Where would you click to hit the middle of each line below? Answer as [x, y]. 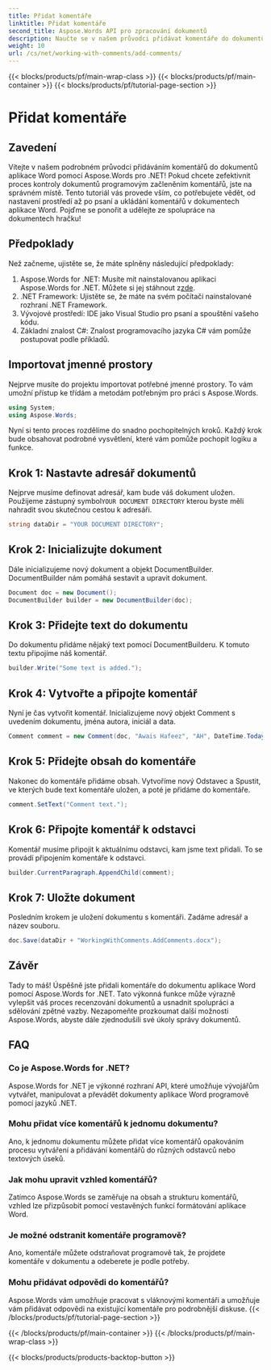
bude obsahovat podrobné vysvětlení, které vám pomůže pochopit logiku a [133, 439]
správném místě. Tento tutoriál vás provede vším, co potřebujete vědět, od [132, 192]
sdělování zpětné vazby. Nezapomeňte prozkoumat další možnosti [119, 1011]
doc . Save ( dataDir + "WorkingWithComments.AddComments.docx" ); [115, 941]
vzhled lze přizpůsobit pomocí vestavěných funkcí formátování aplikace [127, 1206]
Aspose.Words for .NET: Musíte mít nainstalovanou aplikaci [118, 279]
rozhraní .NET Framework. [63, 305]
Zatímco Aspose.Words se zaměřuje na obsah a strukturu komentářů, [124, 1197]
